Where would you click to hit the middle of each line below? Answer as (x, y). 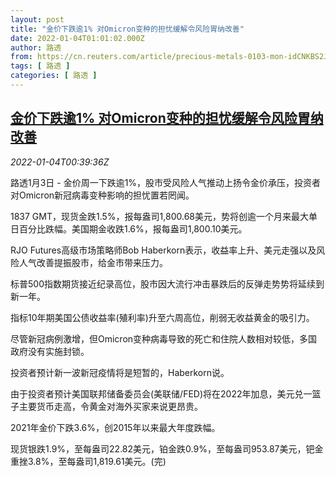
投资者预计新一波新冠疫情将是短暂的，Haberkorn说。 (120, 372)
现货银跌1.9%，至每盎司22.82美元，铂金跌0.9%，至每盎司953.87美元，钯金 (167, 448)
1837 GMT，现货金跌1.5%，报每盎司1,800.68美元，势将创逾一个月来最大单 (164, 216)
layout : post (37, 19)
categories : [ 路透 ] (54, 76)
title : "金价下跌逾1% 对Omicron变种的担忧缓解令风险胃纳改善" (127, 29)
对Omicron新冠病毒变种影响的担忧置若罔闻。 (102, 195)
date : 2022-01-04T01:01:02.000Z (77, 38)
